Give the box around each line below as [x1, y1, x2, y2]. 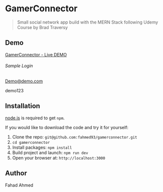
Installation [5, 102, 40, 110]
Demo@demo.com [5, 78, 43, 84]
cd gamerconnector [12, 140, 50, 145]
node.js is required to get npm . [5, 115, 65, 121]
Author [5, 169, 27, 177]
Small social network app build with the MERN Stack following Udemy [17, 19, 159, 25]
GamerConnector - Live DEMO [5, 52, 67, 57]
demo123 [5, 87, 24, 93]
